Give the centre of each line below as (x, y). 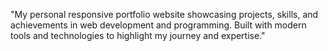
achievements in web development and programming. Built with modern (158, 25)
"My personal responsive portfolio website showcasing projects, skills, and (164, 14)
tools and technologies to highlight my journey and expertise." (138, 35)
